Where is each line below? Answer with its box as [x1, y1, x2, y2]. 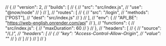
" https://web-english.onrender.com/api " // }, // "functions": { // [5, 20, 134, 26]
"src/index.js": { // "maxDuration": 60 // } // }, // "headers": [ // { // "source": [5, 25, 161, 31]
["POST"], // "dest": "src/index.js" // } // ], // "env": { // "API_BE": [5, 15, 138, 20]
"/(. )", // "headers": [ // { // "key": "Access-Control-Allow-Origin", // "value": [5, 31, 161, 36]
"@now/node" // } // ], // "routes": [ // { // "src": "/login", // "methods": [5, 9, 149, 15]
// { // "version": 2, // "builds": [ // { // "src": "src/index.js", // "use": [5, 4, 143, 10]
